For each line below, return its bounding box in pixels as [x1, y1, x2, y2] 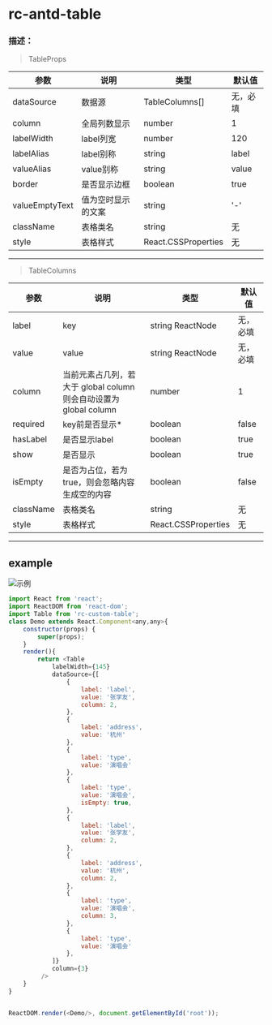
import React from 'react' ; [8, 595, 104, 603]
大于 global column [62, 381, 135, 393]
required [12, 419, 45, 430]
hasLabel [12, 433, 47, 445]
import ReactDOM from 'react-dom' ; [8, 602, 129, 611]
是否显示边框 [81, 179, 131, 191]
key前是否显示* [62, 419, 123, 430]
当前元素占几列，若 [62, 369, 136, 381]
